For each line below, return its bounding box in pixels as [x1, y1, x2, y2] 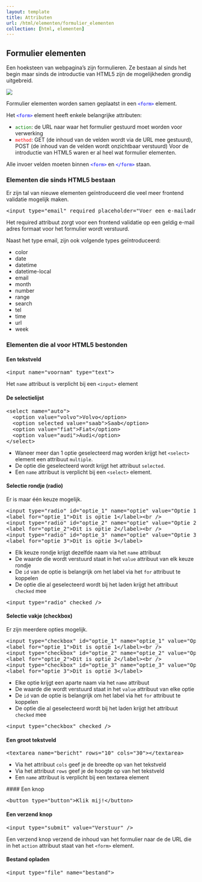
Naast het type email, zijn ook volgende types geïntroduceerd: [6, 237, 161, 244]
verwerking [14, 130, 43, 137]
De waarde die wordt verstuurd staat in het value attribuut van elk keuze [14, 555, 194, 562]
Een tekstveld [6, 356, 41, 363]
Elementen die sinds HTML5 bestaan [6, 176, 116, 184]
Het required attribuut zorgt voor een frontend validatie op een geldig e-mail [6, 219, 195, 226]
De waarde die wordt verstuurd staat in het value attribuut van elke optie [14, 686, 195, 693]
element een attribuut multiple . [14, 455, 93, 462]
